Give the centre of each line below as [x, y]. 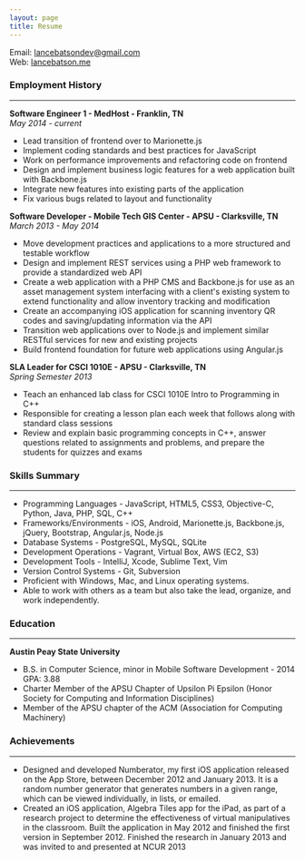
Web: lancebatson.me [50, 62]
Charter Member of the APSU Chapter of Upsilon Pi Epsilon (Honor [147, 689]
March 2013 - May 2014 [54, 225]
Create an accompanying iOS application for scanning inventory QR [149, 310]
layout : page [34, 18]
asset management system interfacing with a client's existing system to [156, 291]
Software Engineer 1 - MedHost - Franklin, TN [97, 113]
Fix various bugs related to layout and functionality [117, 198]
